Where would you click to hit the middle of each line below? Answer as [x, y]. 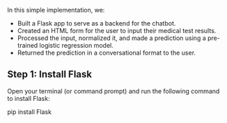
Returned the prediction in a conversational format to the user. [107, 53]
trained [28, 45]
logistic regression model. [76, 45]
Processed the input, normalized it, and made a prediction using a [112, 38]
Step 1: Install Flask [50, 74]
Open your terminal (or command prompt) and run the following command [113, 91]
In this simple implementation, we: [56, 10]
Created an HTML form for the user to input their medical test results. [117, 31]
